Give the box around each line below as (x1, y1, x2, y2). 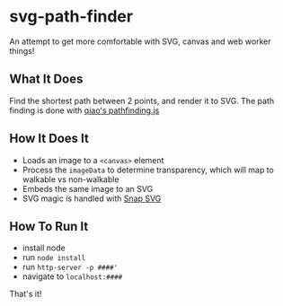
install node (22, 242, 66, 253)
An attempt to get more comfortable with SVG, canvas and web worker (9, 36, 271, 47)
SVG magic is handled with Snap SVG (22, 193, 162, 204)
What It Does (9, 72, 84, 87)
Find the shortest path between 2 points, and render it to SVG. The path (9, 95, 275, 106)
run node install (22, 252, 86, 263)
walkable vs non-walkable (22, 173, 119, 185)
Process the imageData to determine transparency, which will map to (22, 164, 274, 175)
